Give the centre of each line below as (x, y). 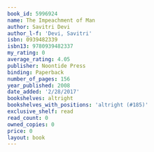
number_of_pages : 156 (39, 79)
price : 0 (20, 131)
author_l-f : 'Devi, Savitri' (50, 33)
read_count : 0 (28, 118)
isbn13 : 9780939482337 (40, 46)
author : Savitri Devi (39, 27)
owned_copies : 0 (31, 124)
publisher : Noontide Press (47, 66)
